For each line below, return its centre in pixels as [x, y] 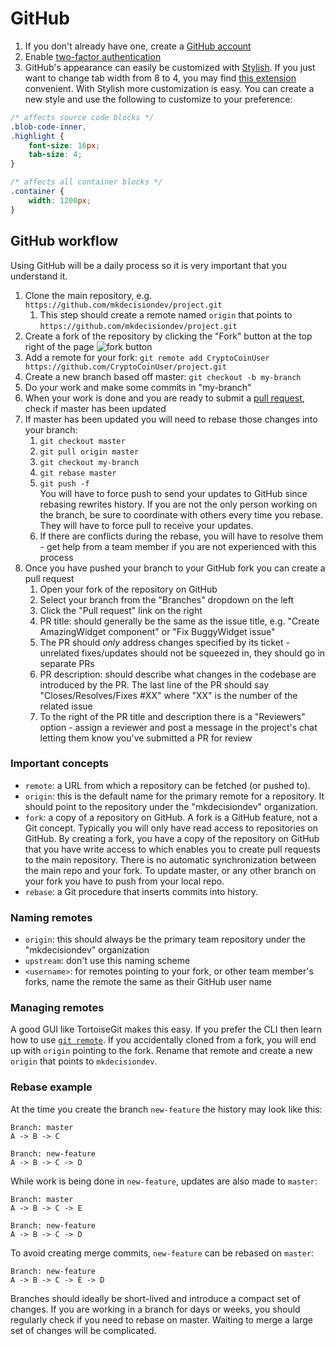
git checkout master [82, 441]
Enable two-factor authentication [93, 56]
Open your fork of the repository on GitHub [128, 589]
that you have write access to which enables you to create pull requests [172, 849]
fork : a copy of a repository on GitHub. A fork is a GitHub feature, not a [171, 817]
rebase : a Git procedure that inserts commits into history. [141, 891]
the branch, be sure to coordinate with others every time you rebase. [181, 514]
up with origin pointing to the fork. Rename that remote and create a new [161, 1051]
